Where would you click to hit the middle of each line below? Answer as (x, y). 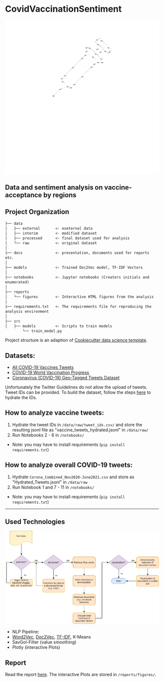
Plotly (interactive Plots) (36, 647)
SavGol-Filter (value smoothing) (44, 642)
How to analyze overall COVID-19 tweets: (69, 465)
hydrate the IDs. (21, 397)
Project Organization (37, 212)
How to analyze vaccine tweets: (55, 413)
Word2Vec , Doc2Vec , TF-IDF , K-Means (51, 637)
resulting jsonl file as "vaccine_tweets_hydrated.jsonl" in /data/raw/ (80, 430)
